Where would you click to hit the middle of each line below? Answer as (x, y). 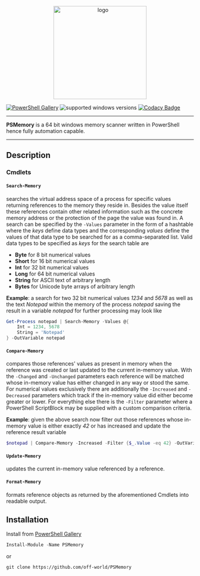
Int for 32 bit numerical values (52, 267)
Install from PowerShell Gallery (44, 534)
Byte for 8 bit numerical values (53, 255)
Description (28, 155)
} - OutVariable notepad (36, 338)
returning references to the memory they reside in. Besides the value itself (97, 205)
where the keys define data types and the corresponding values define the (98, 230)
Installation (27, 520)
